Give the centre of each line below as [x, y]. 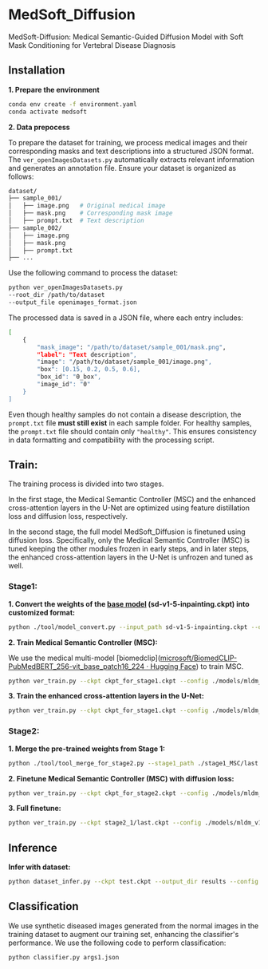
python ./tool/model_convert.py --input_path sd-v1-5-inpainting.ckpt [128, 627]
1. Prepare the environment [54, 89]
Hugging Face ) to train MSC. [197, 666]
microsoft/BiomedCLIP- [199, 658]
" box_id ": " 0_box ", [69, 377]
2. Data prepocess [39, 127]
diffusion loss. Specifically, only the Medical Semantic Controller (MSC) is [129, 540]
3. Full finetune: [35, 809]
